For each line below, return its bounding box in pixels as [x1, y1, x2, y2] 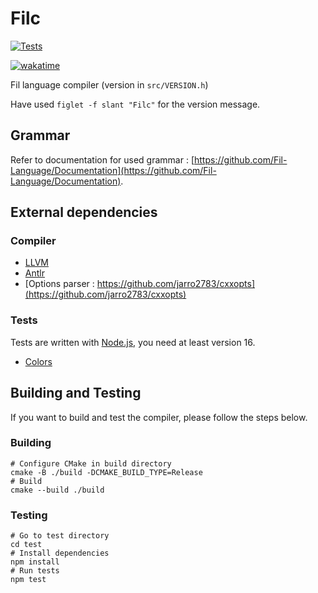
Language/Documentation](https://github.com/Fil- [10, 164, 217, 176]
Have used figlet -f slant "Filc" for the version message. [10, 98, 261, 110]
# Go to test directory [10, 531, 110, 541]
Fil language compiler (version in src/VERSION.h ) [10, 78, 209, 91]
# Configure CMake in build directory [10, 458, 172, 469]
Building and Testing [10, 385, 142, 402]
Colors [24, 355, 53, 367]
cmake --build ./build [10, 485, 105, 495]
